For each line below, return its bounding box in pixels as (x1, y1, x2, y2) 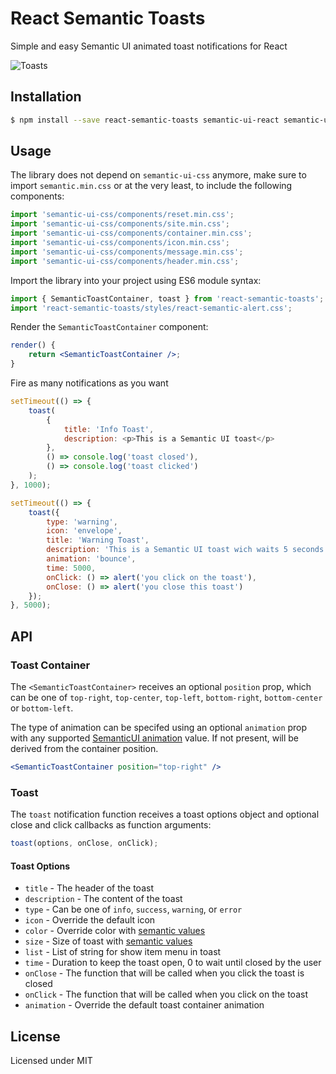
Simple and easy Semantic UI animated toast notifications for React (10, 40, 288, 52)
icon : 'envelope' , (46, 526, 123, 536)
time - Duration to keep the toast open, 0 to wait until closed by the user (24, 957, 322, 969)
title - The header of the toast (24, 882, 154, 894)
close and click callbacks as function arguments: (10, 819, 212, 831)
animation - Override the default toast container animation (24, 999, 265, 1011)
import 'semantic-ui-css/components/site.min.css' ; (10, 219, 230, 229)
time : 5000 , (46, 563, 97, 573)
